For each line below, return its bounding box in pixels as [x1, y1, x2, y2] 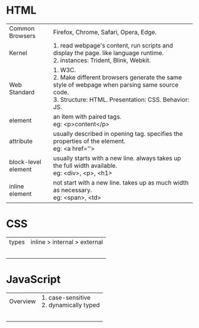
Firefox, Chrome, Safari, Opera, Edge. [53, 28, 157, 36]
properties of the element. [53, 137, 126, 145]
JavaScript [6, 273, 61, 286]
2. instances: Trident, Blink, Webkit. [53, 56, 151, 64]
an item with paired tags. [53, 112, 122, 120]
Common [9, 24, 35, 33]
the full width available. [53, 161, 117, 170]
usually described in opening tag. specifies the [53, 129, 183, 138]
